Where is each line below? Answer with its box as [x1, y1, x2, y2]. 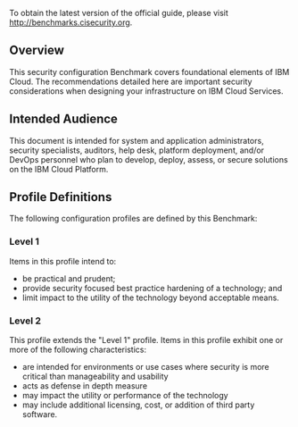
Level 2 [9, 314, 42, 327]
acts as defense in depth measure [21, 381, 148, 391]
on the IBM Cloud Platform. [9, 163, 109, 174]
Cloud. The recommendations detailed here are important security [9, 76, 252, 87]
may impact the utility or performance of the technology [21, 390, 229, 401]
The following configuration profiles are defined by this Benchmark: [9, 213, 258, 224]
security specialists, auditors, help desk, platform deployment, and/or [9, 145, 265, 155]
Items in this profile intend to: [9, 255, 117, 266]
